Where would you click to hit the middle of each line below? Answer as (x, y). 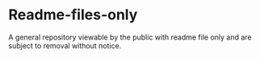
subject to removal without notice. (65, 45)
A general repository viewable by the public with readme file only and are (130, 37)
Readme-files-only (73, 15)
